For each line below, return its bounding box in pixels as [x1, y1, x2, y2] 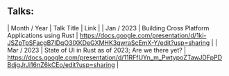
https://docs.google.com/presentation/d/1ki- [79, 31, 207, 39]
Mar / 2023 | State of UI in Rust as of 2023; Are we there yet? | [7, 46, 187, 54]
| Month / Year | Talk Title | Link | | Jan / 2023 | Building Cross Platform [7, 23, 210, 32]
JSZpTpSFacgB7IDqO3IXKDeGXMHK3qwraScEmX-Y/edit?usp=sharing [7, 38, 210, 47]
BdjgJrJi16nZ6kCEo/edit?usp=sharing [7, 60, 116, 68]
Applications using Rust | [7, 31, 78, 39]
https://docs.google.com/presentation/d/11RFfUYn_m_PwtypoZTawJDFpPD [7, 53, 223, 61]
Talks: [7, 6, 35, 17]
